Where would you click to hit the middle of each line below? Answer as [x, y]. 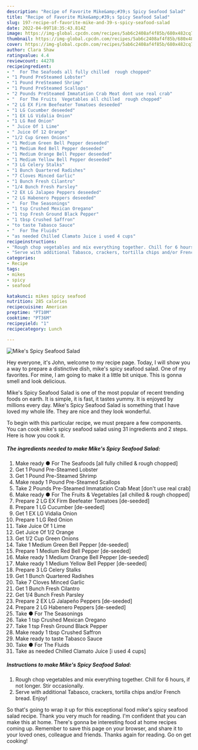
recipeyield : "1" [28, 323]
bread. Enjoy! [31, 698]
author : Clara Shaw [31, 50]
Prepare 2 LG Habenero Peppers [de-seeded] [71, 607]
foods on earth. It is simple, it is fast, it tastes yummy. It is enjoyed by [90, 399]
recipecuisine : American [37, 307]
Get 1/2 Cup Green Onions [47, 538]
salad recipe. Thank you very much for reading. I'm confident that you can [97, 716]
